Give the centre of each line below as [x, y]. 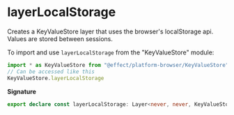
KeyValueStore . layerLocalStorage [56, 78]
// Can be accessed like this [51, 71]
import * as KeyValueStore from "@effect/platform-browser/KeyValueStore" [118, 65]
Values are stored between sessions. [60, 38]
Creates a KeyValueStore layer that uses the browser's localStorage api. [110, 31]
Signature [22, 91]
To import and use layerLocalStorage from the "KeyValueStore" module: [111, 52]
